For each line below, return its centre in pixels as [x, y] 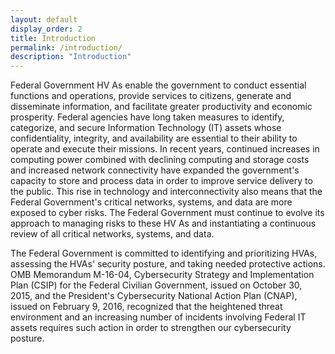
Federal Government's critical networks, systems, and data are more [151, 202]
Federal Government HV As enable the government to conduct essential [158, 85]
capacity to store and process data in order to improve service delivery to [161, 181]
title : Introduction [53, 38]
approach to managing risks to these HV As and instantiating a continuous [163, 223]
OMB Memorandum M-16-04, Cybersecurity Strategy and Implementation [162, 275]
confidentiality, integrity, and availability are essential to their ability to [154, 138]
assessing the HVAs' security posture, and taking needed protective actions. [168, 264]
